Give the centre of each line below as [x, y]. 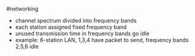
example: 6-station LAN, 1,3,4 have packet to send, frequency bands [102, 40]
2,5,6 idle [27, 46]
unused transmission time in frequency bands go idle [82, 33]
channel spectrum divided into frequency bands [76, 20]
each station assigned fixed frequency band [71, 27]
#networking [22, 9]
